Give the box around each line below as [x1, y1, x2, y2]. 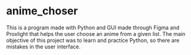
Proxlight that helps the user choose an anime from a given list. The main [6, 30, 186, 37]
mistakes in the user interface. [6, 43, 81, 50]
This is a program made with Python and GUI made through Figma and [6, 24, 180, 31]
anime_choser [6, 4, 78, 18]
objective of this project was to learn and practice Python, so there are [6, 36, 180, 44]
